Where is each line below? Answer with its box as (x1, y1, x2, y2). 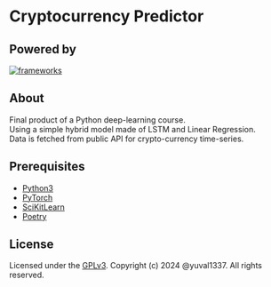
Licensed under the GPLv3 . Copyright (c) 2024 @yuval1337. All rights (9, 260, 262, 271)
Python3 (21, 182, 53, 193)
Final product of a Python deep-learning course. (9, 114, 187, 125)
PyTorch (21, 192, 53, 203)
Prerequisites (9, 159, 85, 174)
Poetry (21, 211, 47, 221)
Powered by (9, 42, 77, 57)
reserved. (9, 269, 44, 281)
